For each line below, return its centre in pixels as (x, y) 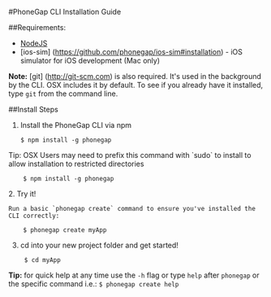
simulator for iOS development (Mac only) (90, 61)
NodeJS (34, 43)
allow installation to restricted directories (76, 164)
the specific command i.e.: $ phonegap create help (94, 284)
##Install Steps (33, 109)
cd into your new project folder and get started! (99, 245)
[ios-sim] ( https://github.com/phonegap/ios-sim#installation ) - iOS (131, 52)
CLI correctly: (34, 216)
